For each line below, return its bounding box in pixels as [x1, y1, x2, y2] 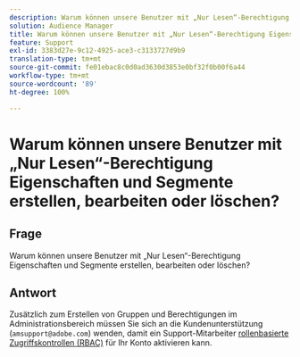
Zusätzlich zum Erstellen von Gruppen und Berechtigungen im [9, 309, 237, 320]
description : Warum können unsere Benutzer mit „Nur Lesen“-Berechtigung [9, 12, 290, 22]
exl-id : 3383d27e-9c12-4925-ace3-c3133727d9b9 [9, 46, 186, 55]
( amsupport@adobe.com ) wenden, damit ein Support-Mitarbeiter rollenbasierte [9, 328, 289, 339]
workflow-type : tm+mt [9, 71, 90, 80]
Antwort [9, 285, 56, 300]
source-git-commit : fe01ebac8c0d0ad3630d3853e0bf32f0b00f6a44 [9, 63, 246, 72]
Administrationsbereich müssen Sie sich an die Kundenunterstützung [9, 319, 263, 329]
